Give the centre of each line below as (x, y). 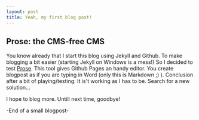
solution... (19, 88)
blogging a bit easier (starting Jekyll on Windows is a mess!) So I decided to (99, 62)
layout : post (22, 12)
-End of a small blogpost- (38, 110)
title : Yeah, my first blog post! (49, 17)
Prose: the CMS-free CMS (55, 41)
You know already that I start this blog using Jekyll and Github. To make (94, 56)
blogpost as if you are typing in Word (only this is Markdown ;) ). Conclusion (100, 75)
